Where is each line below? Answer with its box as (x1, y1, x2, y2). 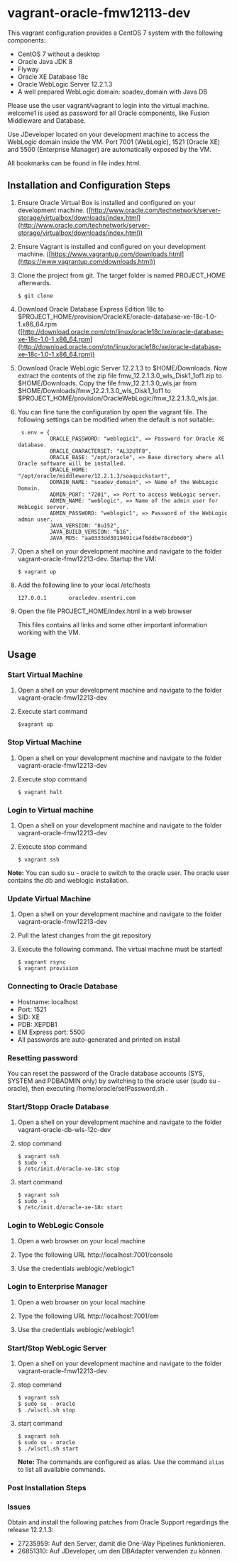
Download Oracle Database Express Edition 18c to (17, 304, 165, 313)
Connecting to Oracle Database (7, 981, 118, 991)
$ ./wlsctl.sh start (17, 1446, 79, 1453)
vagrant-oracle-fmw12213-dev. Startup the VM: (17, 554, 157, 563)
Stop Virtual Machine (7, 737, 82, 747)
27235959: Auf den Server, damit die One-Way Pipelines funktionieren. (17, 1539, 226, 1548)
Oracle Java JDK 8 (17, 57, 73, 65)
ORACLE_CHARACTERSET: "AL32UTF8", (49, 447, 152, 455)
